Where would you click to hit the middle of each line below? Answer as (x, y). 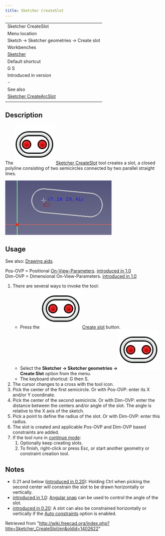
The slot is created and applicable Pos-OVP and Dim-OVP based (79, 427)
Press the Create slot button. (70, 327)
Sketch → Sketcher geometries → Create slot (54, 40)
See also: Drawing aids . (30, 261)
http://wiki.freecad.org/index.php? (74, 523)
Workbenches (22, 47)
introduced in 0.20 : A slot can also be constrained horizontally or (79, 508)
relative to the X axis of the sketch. (48, 411)
